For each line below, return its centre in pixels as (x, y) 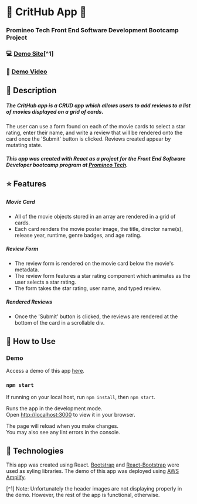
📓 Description (31, 91)
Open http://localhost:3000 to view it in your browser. (71, 415)
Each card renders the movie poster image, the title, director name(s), (99, 229)
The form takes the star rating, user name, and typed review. (88, 288)
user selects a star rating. (45, 282)
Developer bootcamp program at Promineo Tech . (67, 165)
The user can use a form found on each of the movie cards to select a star (96, 127)
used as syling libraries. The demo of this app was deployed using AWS (93, 471)
